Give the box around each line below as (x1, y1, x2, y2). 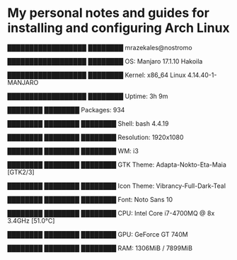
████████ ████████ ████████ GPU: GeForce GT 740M (7, 230, 189, 238)
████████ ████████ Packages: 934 (7, 105, 125, 114)
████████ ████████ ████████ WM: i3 (7, 146, 139, 155)
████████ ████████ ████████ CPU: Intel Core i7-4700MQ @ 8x (7, 208, 215, 217)
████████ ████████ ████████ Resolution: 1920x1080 (7, 133, 184, 141)
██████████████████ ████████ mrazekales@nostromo (7, 43, 192, 52)
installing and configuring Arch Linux (7, 20, 230, 36)
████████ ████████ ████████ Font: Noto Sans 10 (7, 195, 173, 203)
